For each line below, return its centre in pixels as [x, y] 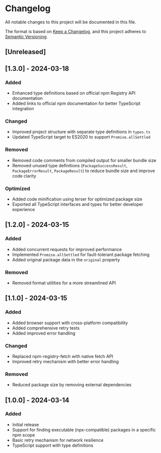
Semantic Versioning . [26, 37]
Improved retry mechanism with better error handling [65, 361]
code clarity [24, 176]
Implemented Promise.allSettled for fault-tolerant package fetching [81, 255]
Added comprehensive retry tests [46, 328]
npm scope [23, 435]
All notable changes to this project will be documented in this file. [71, 22]
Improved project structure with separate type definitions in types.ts [81, 132]
